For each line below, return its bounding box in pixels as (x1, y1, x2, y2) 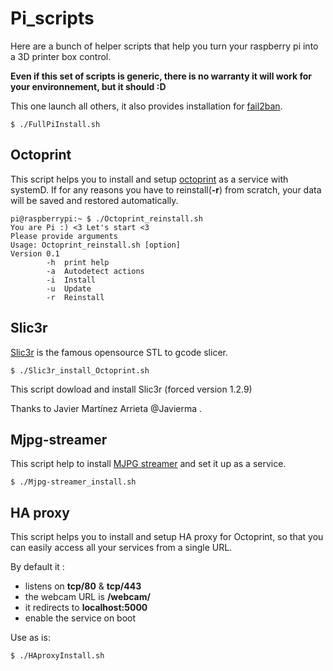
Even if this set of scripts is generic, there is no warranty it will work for (10, 70, 312, 82)
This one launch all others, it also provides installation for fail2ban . (10, 100, 283, 112)
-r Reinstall (46, 292, 105, 302)
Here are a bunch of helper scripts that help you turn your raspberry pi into (10, 40, 319, 52)
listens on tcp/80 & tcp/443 (24, 580, 142, 592)
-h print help (46, 257, 110, 267)
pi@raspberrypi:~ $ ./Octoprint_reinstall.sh (10, 213, 203, 224)
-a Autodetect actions (46, 266, 145, 276)
